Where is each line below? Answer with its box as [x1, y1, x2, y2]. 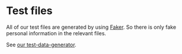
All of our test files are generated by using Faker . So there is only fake [6, 23, 177, 31]
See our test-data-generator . [6, 41, 76, 48]
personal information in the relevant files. [6, 29, 107, 36]
